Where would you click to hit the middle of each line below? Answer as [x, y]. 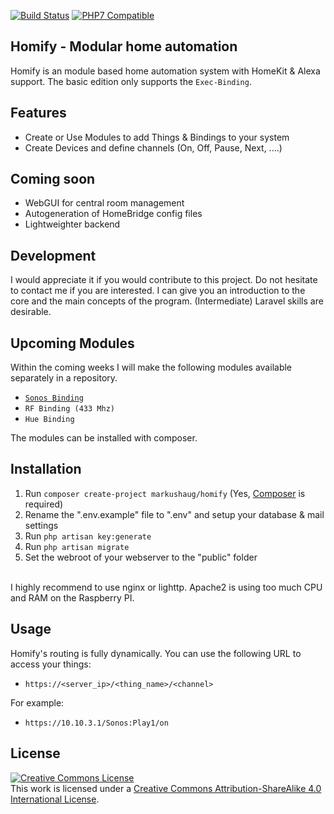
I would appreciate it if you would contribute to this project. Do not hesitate [164, 280]
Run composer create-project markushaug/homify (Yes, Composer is [165, 493]
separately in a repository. [64, 378]
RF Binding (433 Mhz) [69, 409]
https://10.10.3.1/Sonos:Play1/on [96, 723]
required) [44, 504]
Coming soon [53, 179]
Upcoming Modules [72, 343]
